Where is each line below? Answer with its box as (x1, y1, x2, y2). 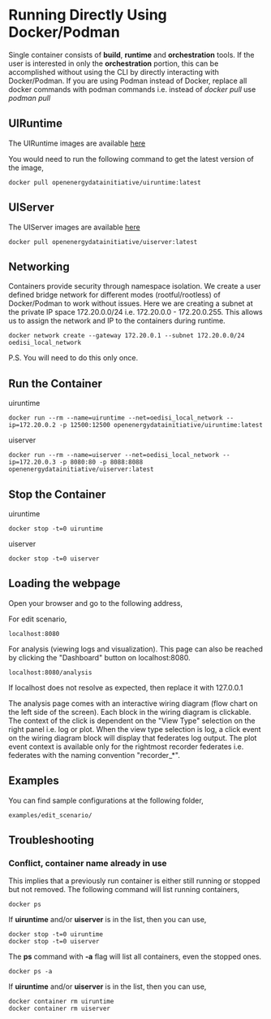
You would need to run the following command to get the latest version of (8, 154, 254, 163)
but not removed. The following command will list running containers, (8, 885, 240, 895)
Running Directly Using (8, 6, 168, 24)
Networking (8, 259, 71, 273)
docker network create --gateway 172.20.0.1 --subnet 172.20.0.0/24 (8, 332, 245, 340)
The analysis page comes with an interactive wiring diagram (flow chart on (8, 698, 258, 708)
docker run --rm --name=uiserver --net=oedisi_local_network (8, 451, 220, 459)
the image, (8, 163, 45, 172)
